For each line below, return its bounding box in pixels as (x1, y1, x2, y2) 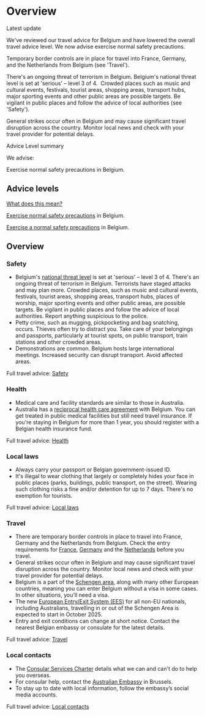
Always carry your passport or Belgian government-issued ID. (15, 466, 171, 473)
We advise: (6, 154, 35, 161)
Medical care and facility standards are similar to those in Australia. (15, 399, 185, 406)
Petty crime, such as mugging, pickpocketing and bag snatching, (15, 319, 179, 327)
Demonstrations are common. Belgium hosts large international (15, 345, 174, 352)
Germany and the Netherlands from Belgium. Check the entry (15, 539, 170, 547)
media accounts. (15, 691, 58, 698)
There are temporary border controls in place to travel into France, (15, 533, 182, 541)
